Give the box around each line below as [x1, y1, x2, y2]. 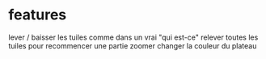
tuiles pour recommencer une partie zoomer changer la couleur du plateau [8, 40, 257, 50]
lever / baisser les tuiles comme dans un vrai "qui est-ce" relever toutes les [8, 32, 259, 42]
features [8, 6, 67, 24]
